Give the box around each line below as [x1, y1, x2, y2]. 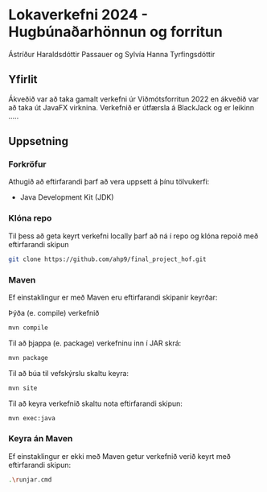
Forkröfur [8, 159, 47, 170]
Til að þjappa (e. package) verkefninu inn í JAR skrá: [8, 338, 182, 348]
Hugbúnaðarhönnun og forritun [8, 23, 223, 41]
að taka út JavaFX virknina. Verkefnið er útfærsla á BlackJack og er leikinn [8, 102, 255, 112]
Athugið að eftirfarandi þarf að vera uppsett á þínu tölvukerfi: [8, 177, 210, 187]
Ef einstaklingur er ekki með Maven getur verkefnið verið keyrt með [8, 451, 231, 461]
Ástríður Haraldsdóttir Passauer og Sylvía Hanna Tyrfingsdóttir [8, 49, 216, 59]
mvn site [8, 384, 38, 392]
